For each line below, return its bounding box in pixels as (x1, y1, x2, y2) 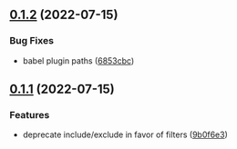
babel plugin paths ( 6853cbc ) (22, 55, 135, 66)
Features (9, 109, 50, 121)
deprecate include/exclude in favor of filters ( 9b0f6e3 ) (22, 129, 228, 140)
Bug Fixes (9, 35, 55, 47)
